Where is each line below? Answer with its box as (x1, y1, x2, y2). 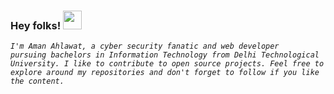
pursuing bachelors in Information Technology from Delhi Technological (10, 50, 320, 60)
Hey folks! (10, 18, 62, 32)
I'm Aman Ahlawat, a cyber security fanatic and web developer (10, 41, 280, 52)
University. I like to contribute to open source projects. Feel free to (10, 59, 325, 69)
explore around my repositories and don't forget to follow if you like (10, 68, 320, 78)
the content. (10, 76, 65, 87)
